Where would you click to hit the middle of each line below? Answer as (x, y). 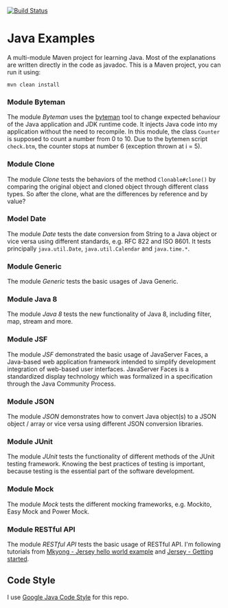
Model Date (27, 219)
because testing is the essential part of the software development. (101, 471)
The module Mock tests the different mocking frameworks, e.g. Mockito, (110, 504)
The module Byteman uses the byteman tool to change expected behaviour (114, 117)
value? (16, 201)
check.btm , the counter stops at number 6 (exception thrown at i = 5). (105, 146)
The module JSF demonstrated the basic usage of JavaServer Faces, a (107, 354)
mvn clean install (33, 85)
